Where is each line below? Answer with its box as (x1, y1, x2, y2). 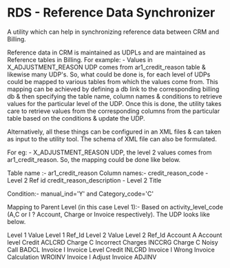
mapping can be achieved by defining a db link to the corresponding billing (7, 85, 220, 93)
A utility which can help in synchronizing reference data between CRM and (7, 28, 219, 36)
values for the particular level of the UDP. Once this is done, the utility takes (7, 99, 222, 107)
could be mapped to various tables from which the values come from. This (7, 77, 219, 85)
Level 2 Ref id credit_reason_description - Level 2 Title (7, 176, 162, 184)
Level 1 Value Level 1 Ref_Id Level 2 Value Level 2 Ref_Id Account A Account (7, 231, 222, 239)
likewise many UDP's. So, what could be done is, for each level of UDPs (7, 70, 211, 79)
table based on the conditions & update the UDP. (7, 114, 146, 122)
